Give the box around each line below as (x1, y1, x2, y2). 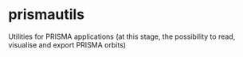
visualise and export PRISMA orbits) (8, 40, 126, 49)
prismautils (8, 6, 85, 24)
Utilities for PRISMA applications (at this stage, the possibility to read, (8, 32, 236, 41)
